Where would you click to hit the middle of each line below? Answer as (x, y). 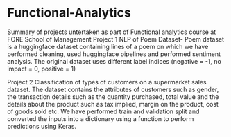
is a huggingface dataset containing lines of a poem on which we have (108, 46)
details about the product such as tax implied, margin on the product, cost (113, 104)
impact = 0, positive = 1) (42, 68)
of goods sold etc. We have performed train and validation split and (103, 111)
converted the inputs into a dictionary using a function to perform (101, 118)
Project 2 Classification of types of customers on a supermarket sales (107, 82)
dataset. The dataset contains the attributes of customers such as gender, (113, 89)
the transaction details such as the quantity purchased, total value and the (113, 97)
